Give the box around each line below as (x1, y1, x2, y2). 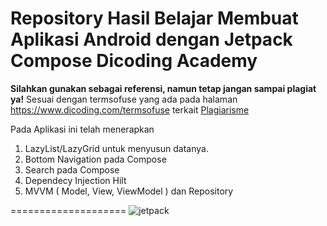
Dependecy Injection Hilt (24, 174, 127, 186)
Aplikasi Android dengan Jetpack (10, 28, 293, 51)
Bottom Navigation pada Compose (24, 153, 167, 165)
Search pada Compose (24, 163, 120, 176)
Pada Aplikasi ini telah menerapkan (10, 123, 155, 135)
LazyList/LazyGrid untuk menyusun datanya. (24, 142, 209, 154)
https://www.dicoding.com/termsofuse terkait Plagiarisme (10, 103, 250, 116)
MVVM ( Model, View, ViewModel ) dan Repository (24, 185, 234, 197)
